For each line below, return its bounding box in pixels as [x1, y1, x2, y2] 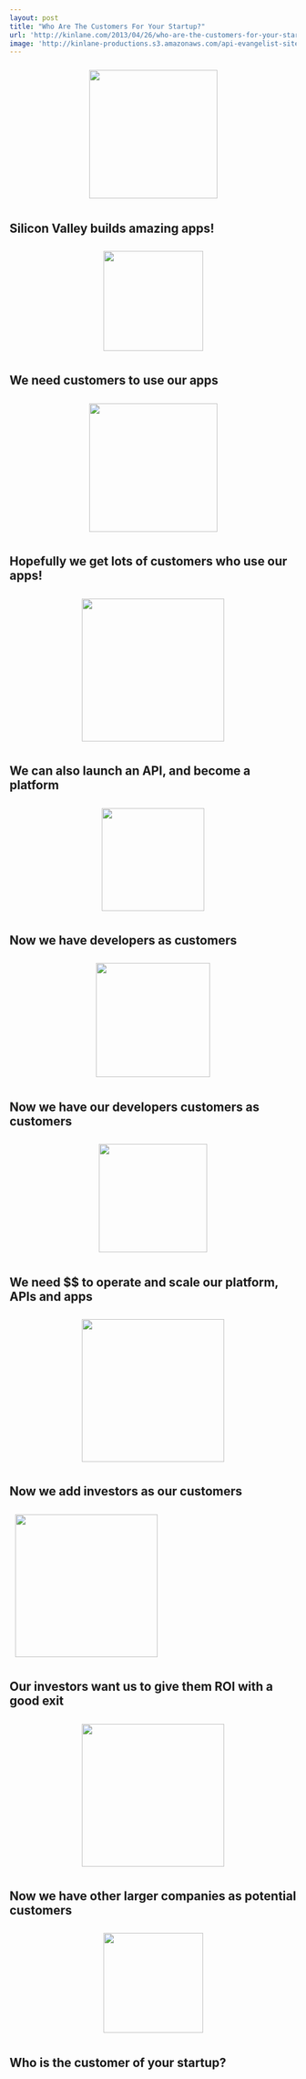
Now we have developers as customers [9, 933, 238, 948]
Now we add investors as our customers [9, 1483, 243, 1499]
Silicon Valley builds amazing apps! [9, 220, 215, 236]
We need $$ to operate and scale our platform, [9, 1274, 280, 1290]
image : [9, 38, 35, 48]
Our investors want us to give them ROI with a [9, 1679, 273, 1694]
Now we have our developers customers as [9, 1099, 260, 1114]
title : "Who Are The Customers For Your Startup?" [9, 22, 206, 31]
